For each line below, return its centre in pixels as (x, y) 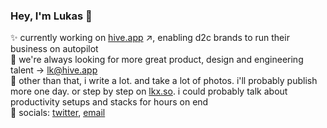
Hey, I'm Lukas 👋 (51, 16)
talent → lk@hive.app (54, 70)
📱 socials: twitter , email (58, 113)
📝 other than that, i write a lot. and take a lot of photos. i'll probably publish (164, 81)
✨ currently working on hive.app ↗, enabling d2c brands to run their (150, 38)
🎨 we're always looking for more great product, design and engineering (157, 60)
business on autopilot (54, 49)
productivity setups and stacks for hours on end (109, 102)
